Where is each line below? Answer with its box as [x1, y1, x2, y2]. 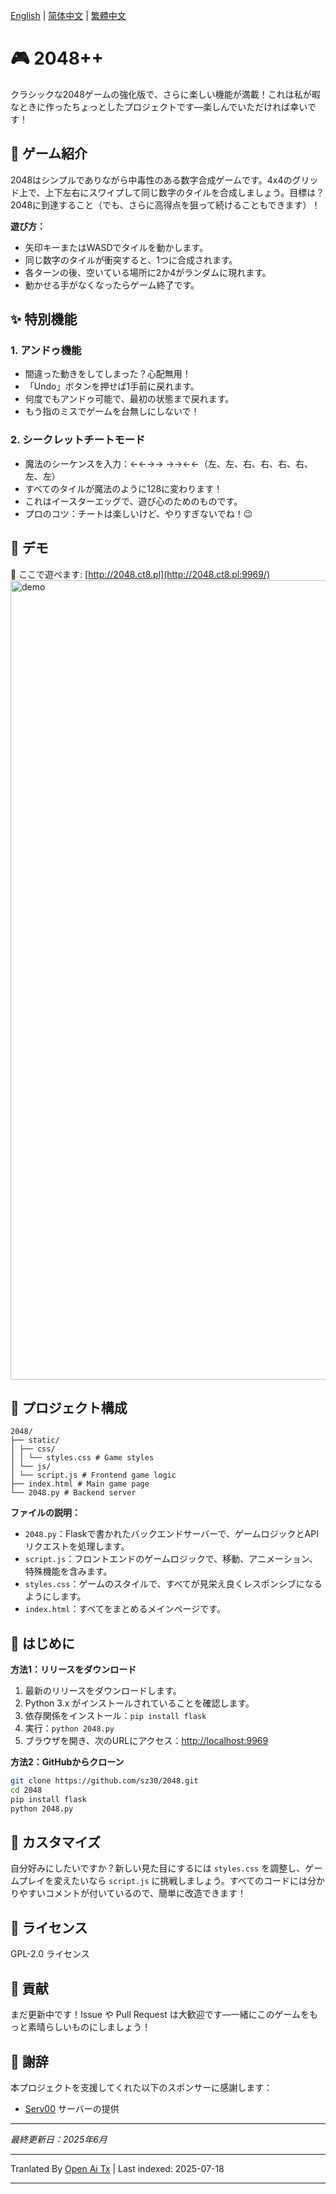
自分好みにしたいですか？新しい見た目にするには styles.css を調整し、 [10, 1862, 306, 1874]
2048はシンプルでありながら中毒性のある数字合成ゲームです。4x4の [10, 174, 293, 186]
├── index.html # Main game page [10, 1479, 150, 1489]
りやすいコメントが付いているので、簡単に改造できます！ [10, 1887, 247, 1899]
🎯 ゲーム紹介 [10, 145, 88, 163]
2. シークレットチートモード [10, 433, 146, 447]
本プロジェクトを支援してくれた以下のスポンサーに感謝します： [10, 2081, 273, 2093]
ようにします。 [24, 1590, 87, 1603]
